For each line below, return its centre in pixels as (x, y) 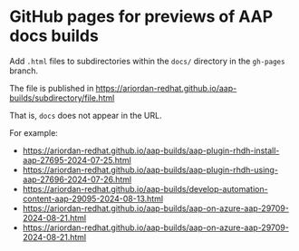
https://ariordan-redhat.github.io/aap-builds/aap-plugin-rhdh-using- (150, 169)
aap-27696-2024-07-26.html (77, 179)
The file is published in (52, 88)
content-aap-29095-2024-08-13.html (93, 198)
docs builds (54, 36)
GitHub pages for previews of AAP (141, 17)
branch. (24, 71)
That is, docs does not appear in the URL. (86, 115)
